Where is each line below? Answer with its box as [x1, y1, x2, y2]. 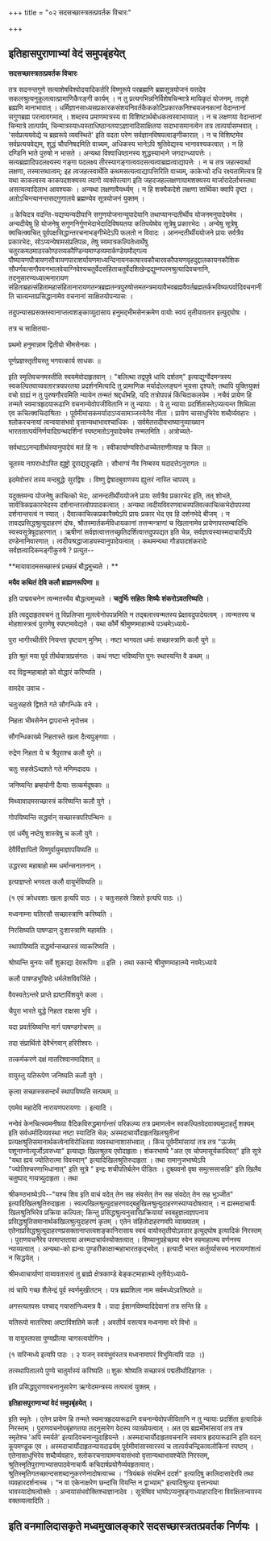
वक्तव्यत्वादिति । [8, 1496, 51, 1506]
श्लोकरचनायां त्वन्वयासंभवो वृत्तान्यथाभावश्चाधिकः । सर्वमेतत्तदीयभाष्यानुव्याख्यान [8, 417, 205, 427]
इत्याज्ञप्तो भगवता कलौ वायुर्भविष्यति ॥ [8, 877, 102, 886]
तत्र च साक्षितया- [8, 323, 51, 333]
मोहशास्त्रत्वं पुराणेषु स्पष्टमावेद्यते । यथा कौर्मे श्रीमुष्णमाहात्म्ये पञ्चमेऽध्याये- [8, 618, 190, 628]
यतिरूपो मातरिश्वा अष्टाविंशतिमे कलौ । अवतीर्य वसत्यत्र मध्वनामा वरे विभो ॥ [8, 1317, 198, 1327]
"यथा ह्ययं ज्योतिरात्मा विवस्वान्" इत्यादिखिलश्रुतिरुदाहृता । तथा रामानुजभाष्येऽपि [8, 1155, 206, 1164]
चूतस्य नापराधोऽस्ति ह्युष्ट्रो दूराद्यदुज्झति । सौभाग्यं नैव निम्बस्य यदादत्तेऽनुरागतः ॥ [8, 458, 206, 468]
